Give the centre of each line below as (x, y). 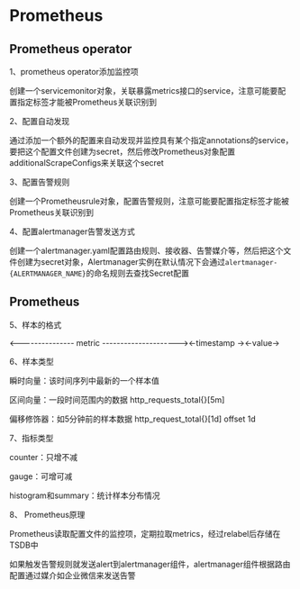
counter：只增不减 (44, 457)
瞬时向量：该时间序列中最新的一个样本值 (84, 380)
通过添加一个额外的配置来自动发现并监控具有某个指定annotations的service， (151, 140)
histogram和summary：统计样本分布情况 (85, 495)
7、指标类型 (32, 438)
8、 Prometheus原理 (47, 514)
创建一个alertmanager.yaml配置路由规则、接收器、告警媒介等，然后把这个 (146, 250)
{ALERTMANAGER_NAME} (48, 274)
